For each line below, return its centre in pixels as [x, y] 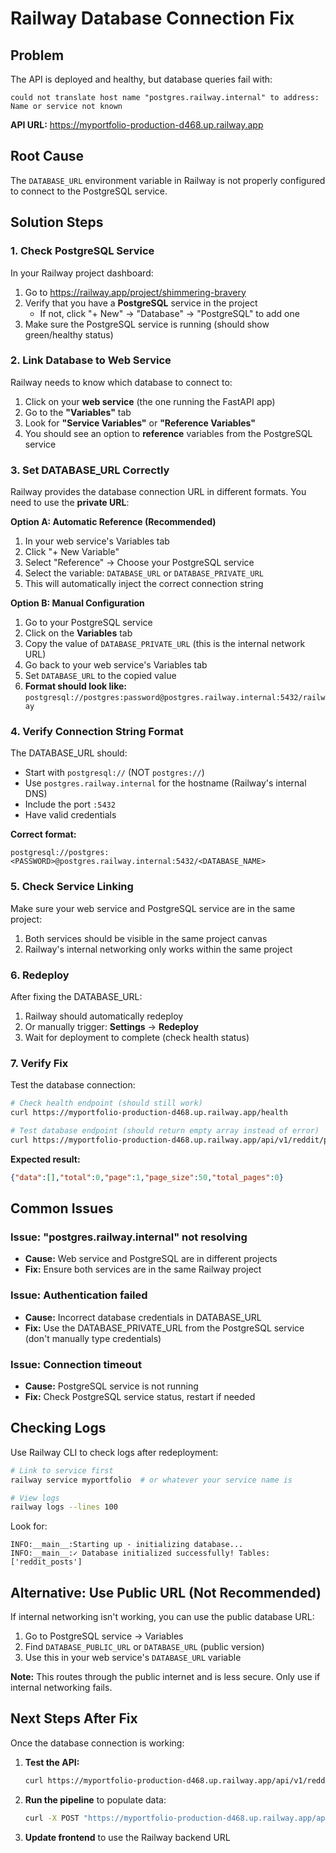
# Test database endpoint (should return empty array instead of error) [165, 1131]
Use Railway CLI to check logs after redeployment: [114, 1452]
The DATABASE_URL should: [69, 753]
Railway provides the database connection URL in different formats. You [158, 492]
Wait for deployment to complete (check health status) [137, 1037]
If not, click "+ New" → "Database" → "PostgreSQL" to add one [169, 313]
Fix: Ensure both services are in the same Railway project [143, 1269]
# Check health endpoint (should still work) [106, 1103]
